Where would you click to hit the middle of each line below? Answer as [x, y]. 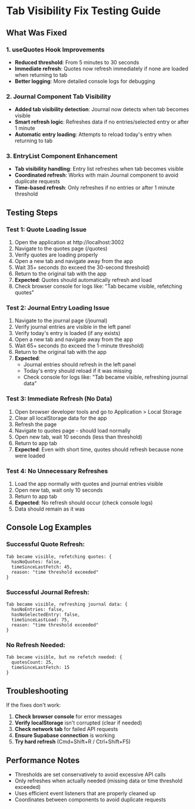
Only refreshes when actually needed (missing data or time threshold [98, 781]
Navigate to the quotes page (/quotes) [61, 249]
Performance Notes [43, 760]
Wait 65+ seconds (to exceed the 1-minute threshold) [79, 346]
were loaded [30, 456]
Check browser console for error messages [68, 717]
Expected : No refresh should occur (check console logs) [84, 503]
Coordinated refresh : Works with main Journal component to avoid [96, 175]
